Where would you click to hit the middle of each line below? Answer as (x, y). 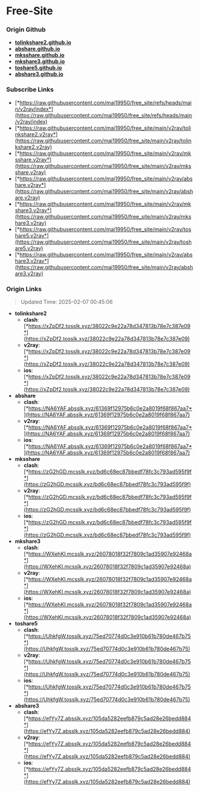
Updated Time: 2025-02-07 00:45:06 (67, 302)
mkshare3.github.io (40, 61)
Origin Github (26, 30)
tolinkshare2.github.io (43, 42)
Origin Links (24, 289)
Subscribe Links (30, 89)
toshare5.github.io (38, 68)
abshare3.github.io (39, 74)
